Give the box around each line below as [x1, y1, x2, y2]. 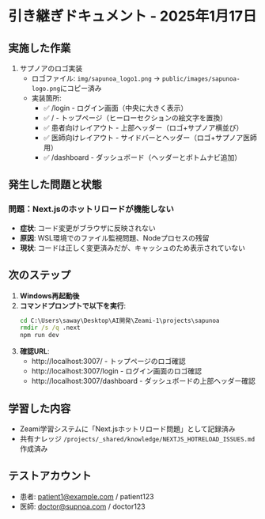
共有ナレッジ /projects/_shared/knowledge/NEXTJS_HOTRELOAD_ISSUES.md [19, 434, 256, 443]
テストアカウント [8, 469, 92, 483]
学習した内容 [8, 401, 71, 415]
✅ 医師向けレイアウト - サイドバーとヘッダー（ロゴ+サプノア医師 [43, 133, 257, 142]
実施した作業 [8, 41, 71, 55]
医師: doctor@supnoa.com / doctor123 [19, 502, 146, 511]
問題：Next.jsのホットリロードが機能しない [8, 203, 174, 214]
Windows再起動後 [19, 290, 80, 301]
